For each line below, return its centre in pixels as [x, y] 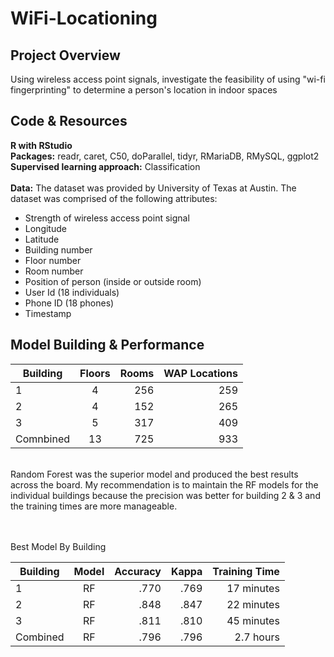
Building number [58, 249]
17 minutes [253, 588]
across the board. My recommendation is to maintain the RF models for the [164, 484]
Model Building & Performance [107, 345]
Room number [54, 271]
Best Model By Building [58, 546]
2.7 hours [257, 637]
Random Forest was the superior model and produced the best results [154, 474]
